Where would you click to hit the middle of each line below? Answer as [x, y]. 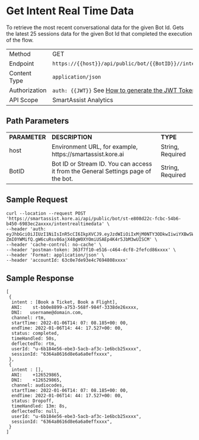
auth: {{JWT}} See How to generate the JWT [115, 90]
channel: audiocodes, [38, 385]
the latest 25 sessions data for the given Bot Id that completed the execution [99, 33]
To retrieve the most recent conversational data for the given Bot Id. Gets [95, 27]
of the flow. [20, 40]
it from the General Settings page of [101, 171]
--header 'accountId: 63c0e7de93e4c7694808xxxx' [67, 260]
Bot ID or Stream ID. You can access [102, 163]
